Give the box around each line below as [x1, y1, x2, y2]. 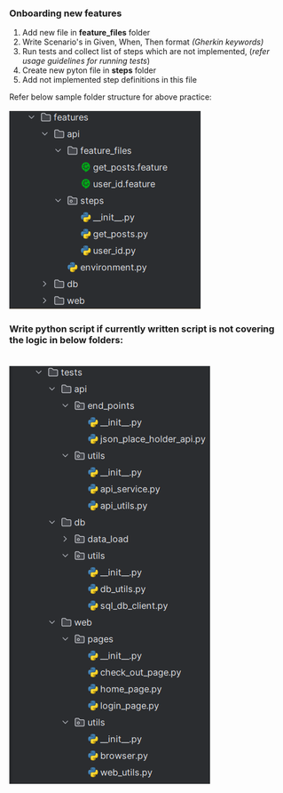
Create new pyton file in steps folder [21, 65, 157, 76]
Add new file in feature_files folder [21, 28, 151, 38]
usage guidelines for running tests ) [21, 56, 151, 67]
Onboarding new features [9, 7, 122, 20]
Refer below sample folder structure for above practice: [9, 92, 212, 102]
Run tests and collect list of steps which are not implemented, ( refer [21, 46, 271, 57]
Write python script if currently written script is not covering [9, 323, 275, 335]
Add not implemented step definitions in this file [21, 75, 198, 85]
